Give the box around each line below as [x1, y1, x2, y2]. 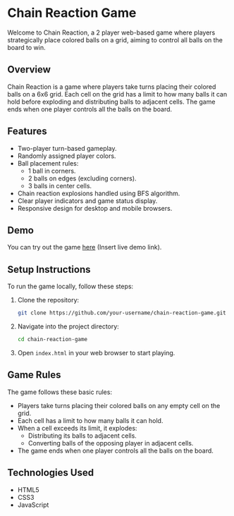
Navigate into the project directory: [17, 322, 120, 331]
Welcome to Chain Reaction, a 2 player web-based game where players [7, 28, 216, 37]
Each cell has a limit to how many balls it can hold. [17, 416, 164, 424]
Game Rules [7, 369, 61, 381]
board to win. [7, 43, 46, 51]
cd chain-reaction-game [17, 336, 88, 343]
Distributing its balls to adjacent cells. [27, 431, 137, 440]
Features [7, 125, 47, 137]
